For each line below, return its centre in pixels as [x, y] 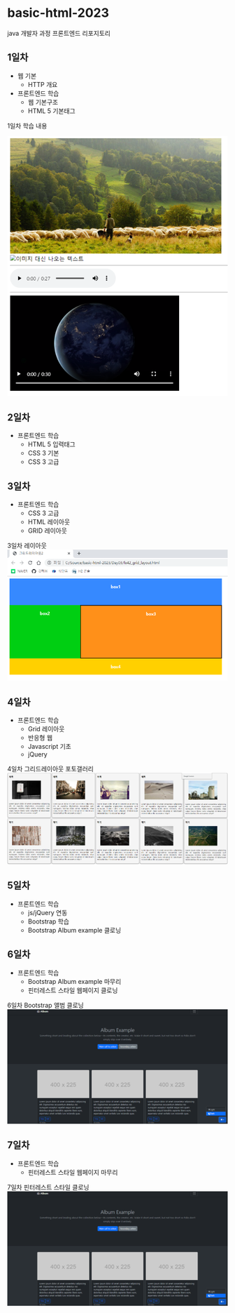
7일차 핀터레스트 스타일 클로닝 [48, 1187]
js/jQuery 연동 [48, 912]
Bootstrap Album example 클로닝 [74, 930]
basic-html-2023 [58, 13]
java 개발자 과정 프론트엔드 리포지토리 [59, 33]
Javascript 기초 [49, 747]
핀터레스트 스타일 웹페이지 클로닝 [73, 990]
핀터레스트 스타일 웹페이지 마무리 [73, 1172]
